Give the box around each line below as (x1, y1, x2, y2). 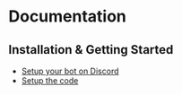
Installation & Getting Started (8, 42, 174, 57)
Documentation (8, 6, 127, 27)
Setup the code (21, 75, 79, 86)
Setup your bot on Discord (21, 65, 119, 76)
